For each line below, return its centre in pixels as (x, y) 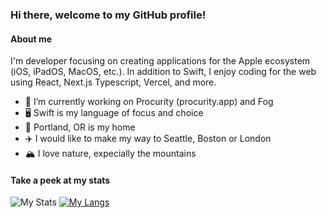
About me (31, 39)
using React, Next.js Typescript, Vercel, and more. (113, 82)
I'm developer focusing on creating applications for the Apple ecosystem (160, 61)
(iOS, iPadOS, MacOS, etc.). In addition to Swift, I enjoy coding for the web (163, 72)
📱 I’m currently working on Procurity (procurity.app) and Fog (149, 102)
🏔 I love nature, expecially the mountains (110, 154)
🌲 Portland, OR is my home (80, 127)
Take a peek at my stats (60, 180)
